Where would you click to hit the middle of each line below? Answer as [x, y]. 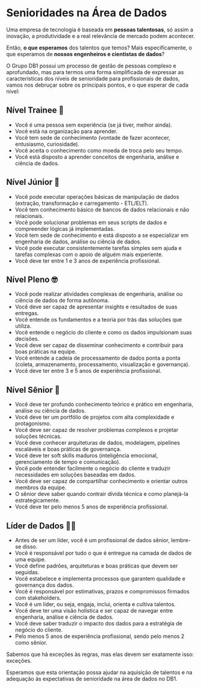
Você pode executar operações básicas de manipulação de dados [97, 196]
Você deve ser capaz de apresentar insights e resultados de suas [96, 307]
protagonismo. [33, 424]
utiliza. [23, 326]
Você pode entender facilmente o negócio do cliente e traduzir [93, 468]
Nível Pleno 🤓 [32, 279]
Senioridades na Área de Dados [87, 13]
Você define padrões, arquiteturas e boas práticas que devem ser [96, 566]
